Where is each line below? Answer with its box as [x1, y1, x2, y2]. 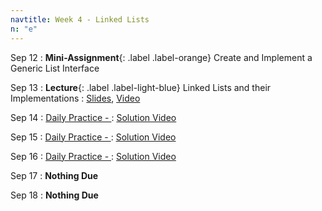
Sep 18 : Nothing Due [10, 189, 99, 201]
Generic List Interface [10, 62, 100, 74]
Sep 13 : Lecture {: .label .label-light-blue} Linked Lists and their [10, 81, 272, 93]
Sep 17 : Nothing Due [10, 169, 99, 181]
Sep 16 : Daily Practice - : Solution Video [10, 150, 177, 162]
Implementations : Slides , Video [10, 92, 141, 104]
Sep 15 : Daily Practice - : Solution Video [10, 131, 177, 143]
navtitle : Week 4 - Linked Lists [10, 14, 150, 25]
